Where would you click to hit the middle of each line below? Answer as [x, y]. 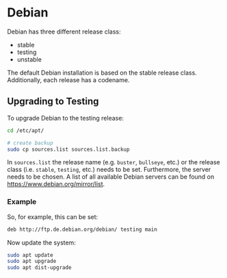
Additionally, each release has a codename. [68, 79]
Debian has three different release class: [64, 31]
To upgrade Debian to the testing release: [66, 118]
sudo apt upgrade [32, 262]
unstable [29, 59]
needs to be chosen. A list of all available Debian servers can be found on [111, 177]
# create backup [30, 143]
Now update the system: [42, 242]
